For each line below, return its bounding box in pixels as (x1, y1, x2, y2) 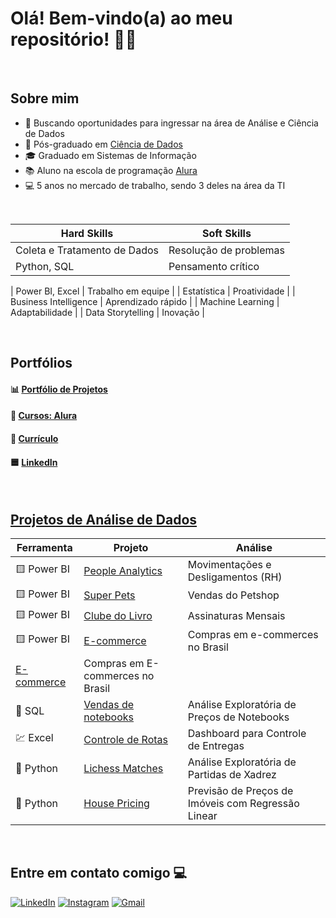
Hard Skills (60, 226, 114, 240)
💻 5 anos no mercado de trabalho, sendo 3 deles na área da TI (24, 179, 286, 191)
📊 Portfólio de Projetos (10, 383, 108, 395)
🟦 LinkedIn (10, 456, 58, 468)
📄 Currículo (10, 432, 59, 444)
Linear (187, 808, 218, 822)
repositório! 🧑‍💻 (10, 28, 137, 51)
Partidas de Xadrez (187, 767, 277, 781)
